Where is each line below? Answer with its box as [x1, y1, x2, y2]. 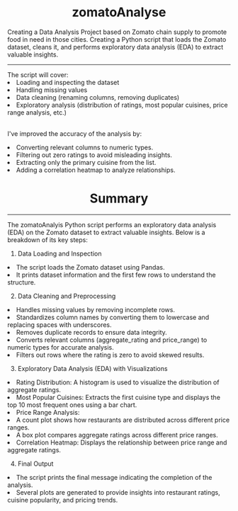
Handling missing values [16, 86, 88, 94]
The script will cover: [7, 70, 69, 79]
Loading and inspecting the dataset [16, 78, 120, 86]
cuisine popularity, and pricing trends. [7, 495, 118, 504]
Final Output [17, 459, 54, 468]
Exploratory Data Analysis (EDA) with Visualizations [17, 364, 168, 372]
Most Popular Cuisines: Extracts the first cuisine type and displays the [16, 393, 221, 401]
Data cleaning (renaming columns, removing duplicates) [16, 93, 180, 101]
